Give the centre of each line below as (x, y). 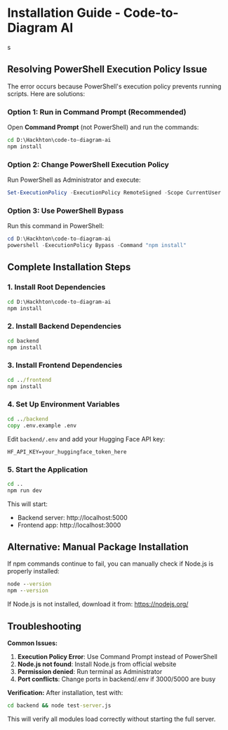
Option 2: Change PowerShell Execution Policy (88, 164)
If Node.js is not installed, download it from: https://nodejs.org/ (98, 604)
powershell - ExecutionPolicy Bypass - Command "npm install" (97, 246)
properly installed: (33, 571)
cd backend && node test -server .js (59, 706)
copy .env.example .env (42, 425)
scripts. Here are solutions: (46, 93)
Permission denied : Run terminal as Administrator (90, 672)
